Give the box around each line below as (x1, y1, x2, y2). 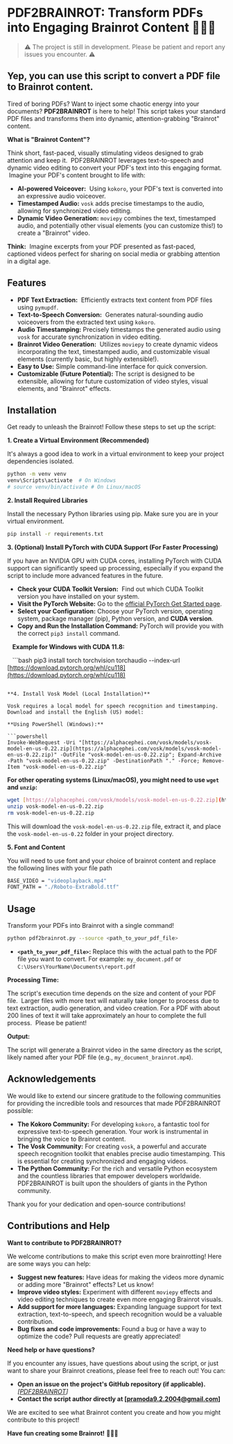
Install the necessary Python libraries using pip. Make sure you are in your (7, 510, 218, 518)
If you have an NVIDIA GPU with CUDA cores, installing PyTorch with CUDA (7, 556, 222, 565)
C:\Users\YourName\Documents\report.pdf (17, 963, 136, 970)
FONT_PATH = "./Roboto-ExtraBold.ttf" (7, 883, 119, 891)
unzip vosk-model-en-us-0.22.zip (7, 803, 104, 810)
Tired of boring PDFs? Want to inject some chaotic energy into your (7, 99, 200, 108)
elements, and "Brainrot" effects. (17, 384, 112, 392)
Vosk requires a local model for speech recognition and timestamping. (7, 703, 218, 709)
